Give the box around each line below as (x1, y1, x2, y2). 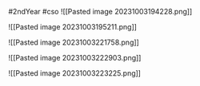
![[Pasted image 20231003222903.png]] (8, 53, 142, 62)
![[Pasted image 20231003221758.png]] (8, 37, 140, 47)
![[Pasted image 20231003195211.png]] (8, 22, 138, 31)
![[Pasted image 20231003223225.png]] (8, 68, 142, 78)
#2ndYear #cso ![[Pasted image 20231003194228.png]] (8, 7, 193, 16)
